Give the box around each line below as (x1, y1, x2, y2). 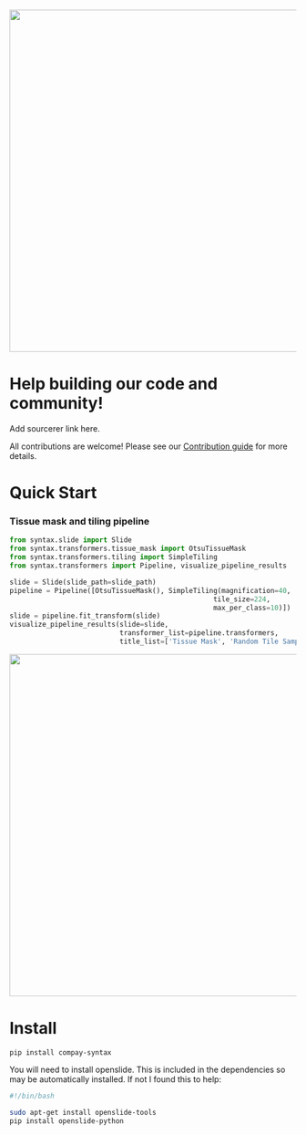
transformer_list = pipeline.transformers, (119, 629, 280, 638)
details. (9, 450, 37, 461)
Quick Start (9, 483, 97, 504)
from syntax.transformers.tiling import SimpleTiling (9, 553, 219, 562)
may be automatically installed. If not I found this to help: (9, 1073, 221, 1085)
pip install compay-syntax (9, 1047, 112, 1057)
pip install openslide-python (9, 1116, 125, 1126)
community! (9, 393, 104, 414)
